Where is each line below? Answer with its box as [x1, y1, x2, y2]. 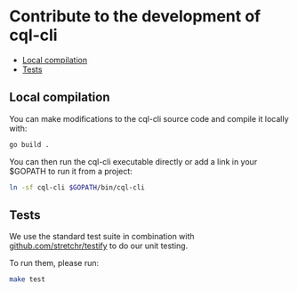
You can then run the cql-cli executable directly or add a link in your [9, 156, 258, 166]
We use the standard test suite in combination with [9, 231, 195, 242]
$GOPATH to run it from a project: [9, 166, 133, 176]
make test [9, 275, 46, 284]
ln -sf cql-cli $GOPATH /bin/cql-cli [9, 182, 145, 192]
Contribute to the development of [9, 6, 261, 27]
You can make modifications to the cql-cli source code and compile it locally [9, 113, 289, 124]
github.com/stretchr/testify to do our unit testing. [9, 240, 189, 251]
